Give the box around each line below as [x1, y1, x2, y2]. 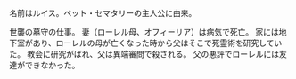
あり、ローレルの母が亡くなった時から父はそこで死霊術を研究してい [32, 38, 283, 48]
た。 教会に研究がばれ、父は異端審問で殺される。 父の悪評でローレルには [9, 49, 280, 59]
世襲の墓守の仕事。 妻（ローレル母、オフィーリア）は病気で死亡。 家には [9, 27, 279, 37]
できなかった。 [24, 60, 80, 70]
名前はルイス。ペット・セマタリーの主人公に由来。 [9, 8, 197, 18]
